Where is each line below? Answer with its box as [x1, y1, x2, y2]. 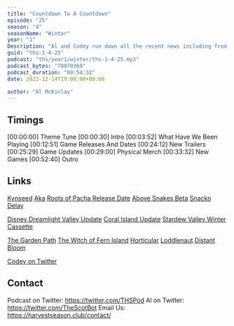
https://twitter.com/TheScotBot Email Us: [7, 303, 126, 312]
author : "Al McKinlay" [7, 88, 74, 95]
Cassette [7, 222, 34, 231]
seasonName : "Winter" [7, 29, 71, 37]
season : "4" [7, 23, 42, 30]
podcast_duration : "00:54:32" [7, 69, 96, 76]
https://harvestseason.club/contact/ [7, 311, 111, 319]
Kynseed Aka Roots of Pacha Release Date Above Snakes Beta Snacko [7, 193, 212, 202]
